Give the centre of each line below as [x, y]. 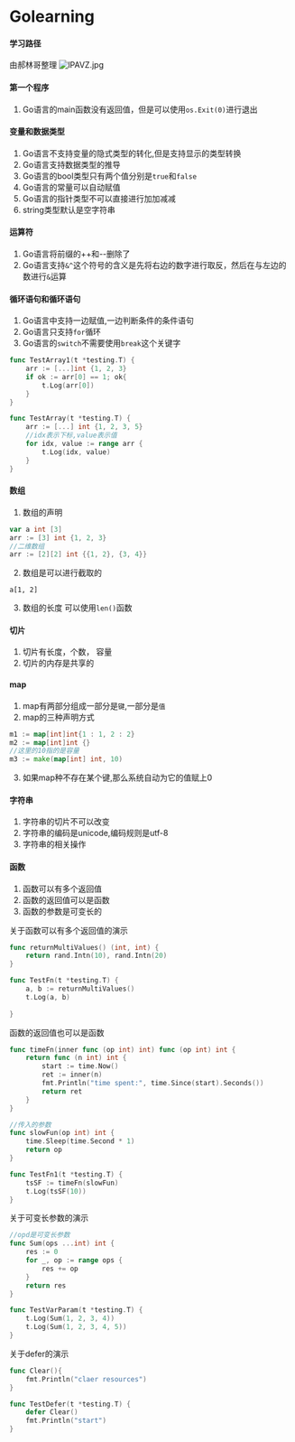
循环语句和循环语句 [45, 299]
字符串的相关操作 [54, 844]
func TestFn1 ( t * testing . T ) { [66, 1174]
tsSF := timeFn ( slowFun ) [72, 1183]
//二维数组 [27, 546]
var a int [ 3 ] [36, 529]
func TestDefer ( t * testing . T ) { [70, 1404]
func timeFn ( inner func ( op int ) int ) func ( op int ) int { [123, 1049]
